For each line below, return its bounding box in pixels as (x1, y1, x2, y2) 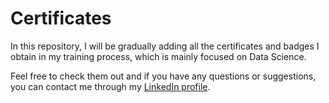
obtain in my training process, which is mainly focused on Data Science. (10, 50, 307, 62)
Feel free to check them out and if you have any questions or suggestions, (10, 70, 317, 82)
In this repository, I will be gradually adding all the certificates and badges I (10, 40, 320, 52)
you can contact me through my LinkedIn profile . (10, 80, 211, 92)
